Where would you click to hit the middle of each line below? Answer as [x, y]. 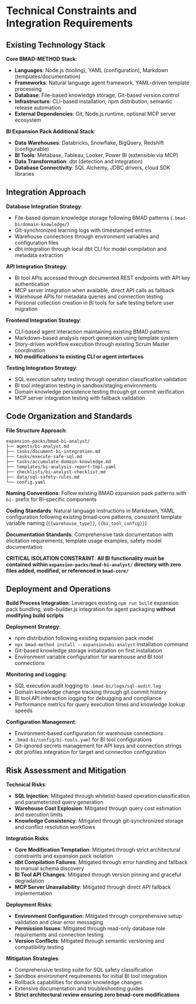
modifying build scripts [35, 616]
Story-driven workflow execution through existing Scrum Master [92, 344]
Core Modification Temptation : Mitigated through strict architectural [97, 850]
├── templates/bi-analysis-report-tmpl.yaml [61, 467]
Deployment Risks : [29, 905]
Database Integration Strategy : [44, 206]
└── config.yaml [26, 482]
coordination [30, 350]
